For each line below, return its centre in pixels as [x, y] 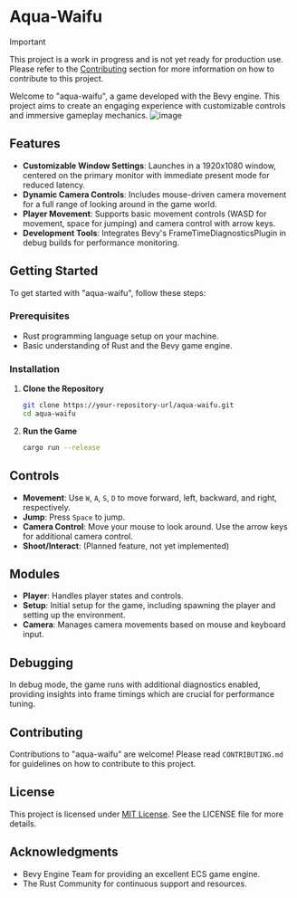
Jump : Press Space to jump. [74, 517]
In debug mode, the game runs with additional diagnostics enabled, [135, 684]
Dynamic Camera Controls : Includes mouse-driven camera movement [154, 194]
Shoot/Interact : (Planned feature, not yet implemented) [126, 546]
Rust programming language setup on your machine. [120, 336]
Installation [35, 368]
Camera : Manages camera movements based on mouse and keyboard [154, 625]
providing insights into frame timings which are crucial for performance [142, 694]
